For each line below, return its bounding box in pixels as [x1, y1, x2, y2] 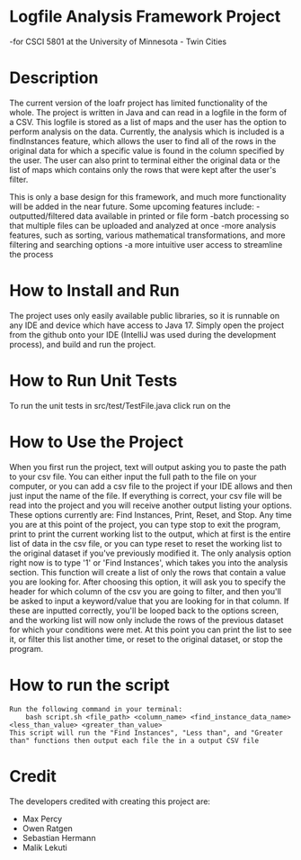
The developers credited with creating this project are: [9, 795, 211, 807]
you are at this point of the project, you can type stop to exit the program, [9, 519, 281, 530]
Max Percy [22, 813, 63, 824]
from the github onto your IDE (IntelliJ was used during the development [9, 329, 277, 339]
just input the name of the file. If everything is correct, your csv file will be [9, 490, 283, 501]
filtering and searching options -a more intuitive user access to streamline [9, 239, 283, 249]
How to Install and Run [9, 281, 180, 301]
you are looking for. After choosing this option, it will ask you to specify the [9, 576, 286, 587]
